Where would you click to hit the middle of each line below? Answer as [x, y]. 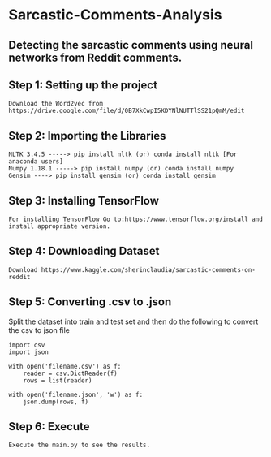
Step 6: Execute [49, 427]
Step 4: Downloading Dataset [84, 251]
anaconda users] [36, 162]
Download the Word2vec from [56, 104]
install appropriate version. [60, 226]
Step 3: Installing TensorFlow [84, 200]
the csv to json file [39, 330]
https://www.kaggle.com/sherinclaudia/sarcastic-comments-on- [148, 269]
